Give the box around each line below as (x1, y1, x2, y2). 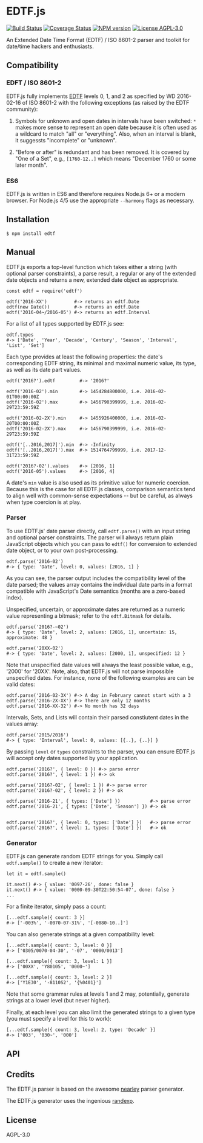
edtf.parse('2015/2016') (6, 732, 69, 738)
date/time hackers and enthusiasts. (6, 43, 94, 50)
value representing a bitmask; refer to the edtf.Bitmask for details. (6, 612, 171, 619)
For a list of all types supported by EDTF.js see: (6, 320, 124, 327)
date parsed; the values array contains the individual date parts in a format (6, 581, 193, 588)
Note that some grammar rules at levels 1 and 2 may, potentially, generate (6, 990, 190, 998)
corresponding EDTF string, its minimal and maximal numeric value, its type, (6, 359, 196, 366)
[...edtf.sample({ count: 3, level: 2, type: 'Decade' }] (6, 1027, 156, 1033)
